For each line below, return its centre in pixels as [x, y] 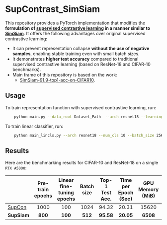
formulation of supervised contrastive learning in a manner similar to [78, 28]
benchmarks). [27, 69]
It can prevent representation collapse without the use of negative [81, 48]
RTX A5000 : [16, 168]
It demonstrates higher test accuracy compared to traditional [75, 59]
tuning [66, 193]
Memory [149, 190]
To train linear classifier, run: [34, 126]
